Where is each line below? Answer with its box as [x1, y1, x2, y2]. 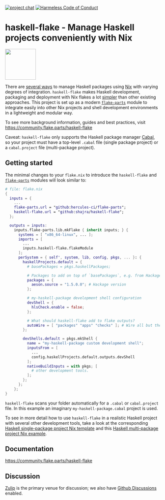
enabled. [5, 490, 23, 497]
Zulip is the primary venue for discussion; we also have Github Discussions [5, 485, 157, 491]
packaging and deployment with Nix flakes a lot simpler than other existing [5, 94, 156, 100]
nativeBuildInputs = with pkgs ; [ [27, 364, 98, 369]
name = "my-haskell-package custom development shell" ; [27, 341, 144, 346]
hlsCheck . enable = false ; [31, 305, 84, 310]
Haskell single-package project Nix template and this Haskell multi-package [5, 425, 159, 431]
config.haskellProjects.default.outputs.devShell [31, 354, 135, 359]
